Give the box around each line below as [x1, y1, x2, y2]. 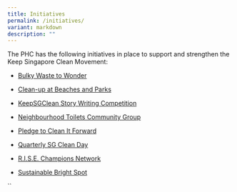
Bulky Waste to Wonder [17, 71, 87, 80]
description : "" [7, 30, 56, 38]
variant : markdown [7, 24, 62, 31]
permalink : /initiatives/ [7, 17, 84, 24]
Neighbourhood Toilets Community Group [17, 113, 141, 121]
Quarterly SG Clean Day [17, 141, 89, 149]
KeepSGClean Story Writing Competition [17, 99, 137, 108]
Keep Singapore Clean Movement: [7, 58, 109, 66]
